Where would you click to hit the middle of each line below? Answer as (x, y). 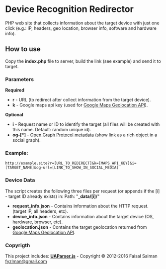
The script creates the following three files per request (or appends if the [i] (83, 191)
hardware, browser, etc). (38, 222)
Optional (14, 115)
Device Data (20, 180)
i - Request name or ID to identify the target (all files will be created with (86, 124)
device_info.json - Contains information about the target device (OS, (83, 216)
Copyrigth (18, 245)
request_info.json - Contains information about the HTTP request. (81, 206)
